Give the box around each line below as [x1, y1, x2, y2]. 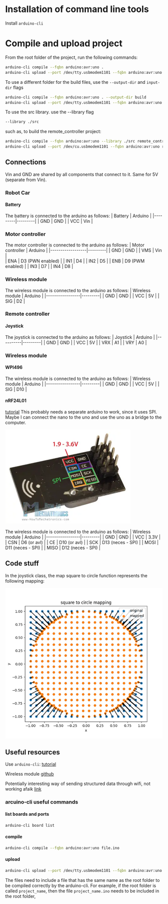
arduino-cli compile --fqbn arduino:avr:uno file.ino [5, 845, 120, 850]
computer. [5, 419, 26, 425]
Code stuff [5, 559, 39, 568]
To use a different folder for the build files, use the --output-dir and [5, 79, 146, 85]
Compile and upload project [5, 38, 122, 49]
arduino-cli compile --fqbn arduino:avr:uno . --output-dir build [5, 94, 146, 100]
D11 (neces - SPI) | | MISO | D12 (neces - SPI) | [5, 545, 101, 551]
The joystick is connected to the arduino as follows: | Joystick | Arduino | [5, 334, 155, 340]
